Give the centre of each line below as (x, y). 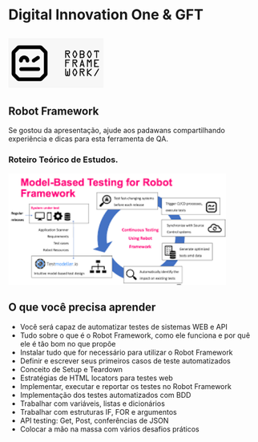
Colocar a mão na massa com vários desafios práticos (109, 429)
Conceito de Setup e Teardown (71, 369)
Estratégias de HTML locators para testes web (97, 378)
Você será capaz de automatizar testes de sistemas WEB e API (124, 326)
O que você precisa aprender (82, 308)
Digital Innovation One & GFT (106, 15)
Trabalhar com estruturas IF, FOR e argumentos (99, 412)
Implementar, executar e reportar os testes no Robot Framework (126, 386)
